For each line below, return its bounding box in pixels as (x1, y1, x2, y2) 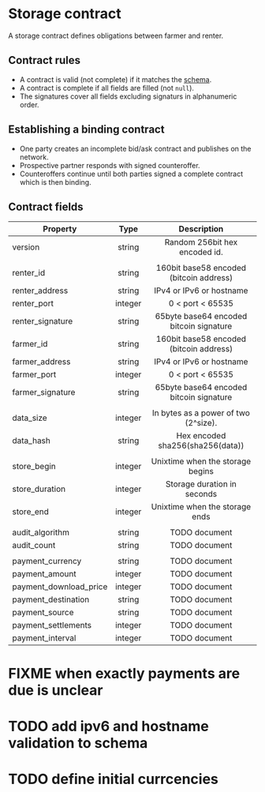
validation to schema (8, 734, 148, 752)
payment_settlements (12, 620, 92, 631)
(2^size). (185, 418, 218, 429)
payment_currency (12, 556, 82, 567)
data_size (12, 412, 47, 423)
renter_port (12, 298, 54, 309)
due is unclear (8, 681, 103, 699)
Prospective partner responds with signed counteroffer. (19, 160, 200, 170)
